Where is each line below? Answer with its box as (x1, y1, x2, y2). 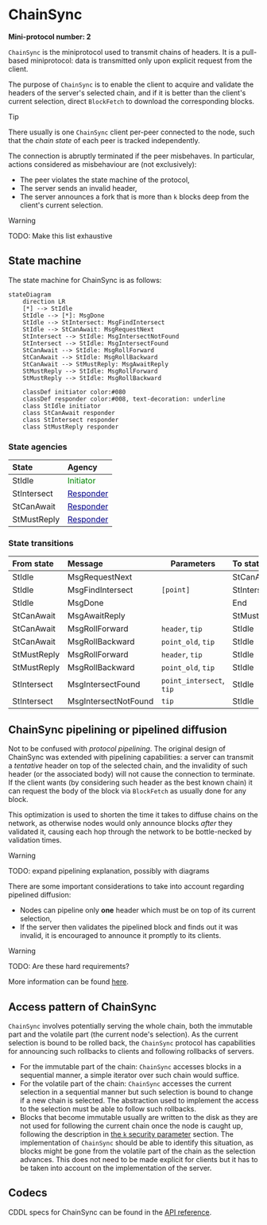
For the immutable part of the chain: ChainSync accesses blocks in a (19, 1061, 242, 1071)
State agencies (8, 441, 68, 452)
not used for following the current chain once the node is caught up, (19, 1121, 244, 1130)
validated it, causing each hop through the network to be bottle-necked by (8, 827, 252, 836)
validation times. (8, 835, 62, 845)
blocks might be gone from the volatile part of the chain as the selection (19, 1146, 256, 1156)
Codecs (8, 1186, 48, 1200)
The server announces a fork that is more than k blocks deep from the (19, 192, 250, 201)
